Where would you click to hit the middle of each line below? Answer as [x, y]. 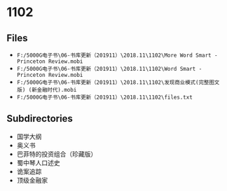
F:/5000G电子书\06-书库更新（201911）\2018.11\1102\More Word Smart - [117, 55]
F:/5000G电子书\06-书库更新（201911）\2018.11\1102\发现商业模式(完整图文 [118, 83]
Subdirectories [40, 119]
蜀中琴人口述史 [38, 162]
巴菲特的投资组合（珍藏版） [57, 154]
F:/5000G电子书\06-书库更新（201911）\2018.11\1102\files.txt [105, 97]
